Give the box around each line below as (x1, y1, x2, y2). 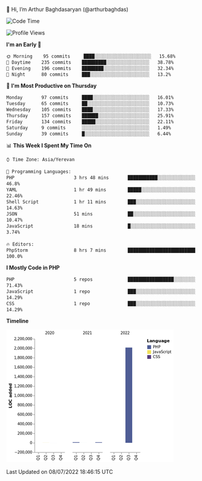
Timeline (6, 318, 29, 324)
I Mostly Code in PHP (6, 264, 60, 271)
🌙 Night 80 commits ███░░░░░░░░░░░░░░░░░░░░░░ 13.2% (6, 71, 171, 77)
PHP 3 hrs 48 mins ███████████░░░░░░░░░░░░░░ (6, 175, 196, 181)
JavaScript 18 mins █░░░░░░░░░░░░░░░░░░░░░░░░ (6, 223, 196, 229)
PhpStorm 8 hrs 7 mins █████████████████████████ (6, 247, 196, 254)
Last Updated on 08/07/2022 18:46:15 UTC (6, 468, 113, 475)
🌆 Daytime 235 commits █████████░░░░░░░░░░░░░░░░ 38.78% (6, 59, 174, 65)
